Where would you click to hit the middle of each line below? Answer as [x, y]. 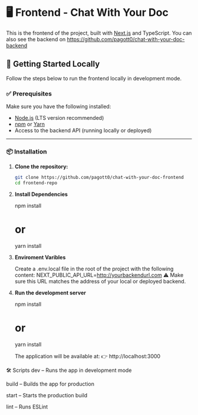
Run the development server [50, 293]
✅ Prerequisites [29, 93]
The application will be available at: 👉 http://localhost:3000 [88, 356]
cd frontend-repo [36, 183]
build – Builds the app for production [50, 384]
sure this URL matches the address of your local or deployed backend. [100, 282]
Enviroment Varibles [40, 257]
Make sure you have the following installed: [59, 107]
